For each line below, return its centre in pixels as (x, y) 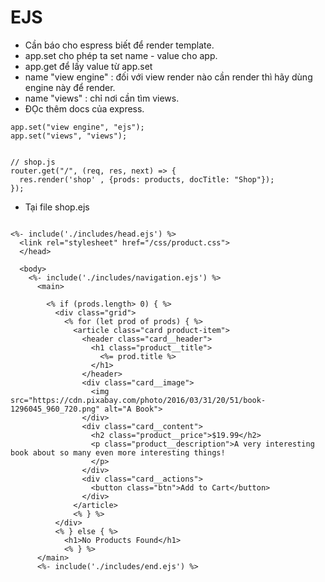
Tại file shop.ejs (57, 207)
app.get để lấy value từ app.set (88, 66)
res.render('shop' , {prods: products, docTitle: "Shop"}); (147, 179)
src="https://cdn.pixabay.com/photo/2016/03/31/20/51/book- (138, 400)
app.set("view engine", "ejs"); (77, 127)
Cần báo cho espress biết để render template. (119, 45)
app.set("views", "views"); (69, 136)
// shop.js (33, 162)
